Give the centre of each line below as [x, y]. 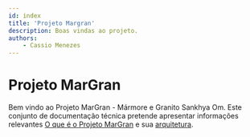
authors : [23, 38]
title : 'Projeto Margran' [51, 23]
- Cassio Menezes [52, 46]
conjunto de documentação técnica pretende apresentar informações [123, 116]
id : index [25, 16]
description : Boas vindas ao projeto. [73, 30]
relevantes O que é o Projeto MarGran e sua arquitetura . [101, 124]
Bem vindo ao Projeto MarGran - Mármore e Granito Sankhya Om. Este [125, 107]
